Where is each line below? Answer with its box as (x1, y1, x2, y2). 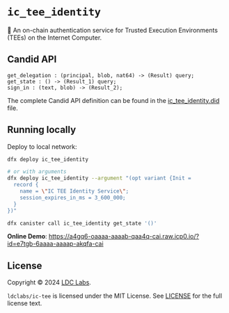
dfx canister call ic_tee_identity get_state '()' (7, 220, 157, 227)
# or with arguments (7, 168, 68, 175)
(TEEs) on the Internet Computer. (7, 33, 102, 42)
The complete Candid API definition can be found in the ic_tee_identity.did (7, 96, 220, 104)
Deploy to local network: (7, 142, 78, 151)
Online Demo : (7, 232, 47, 241)
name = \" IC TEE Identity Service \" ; (19, 188, 129, 195)
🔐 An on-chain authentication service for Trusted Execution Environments (7, 26, 218, 34)
